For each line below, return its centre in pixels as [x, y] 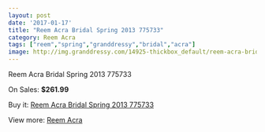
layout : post [30, 15]
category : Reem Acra [42, 37]
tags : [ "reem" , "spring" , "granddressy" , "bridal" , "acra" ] [102, 45]
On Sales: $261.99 [39, 90]
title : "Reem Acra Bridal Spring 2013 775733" [86, 30]
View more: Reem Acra [45, 120]
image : [19, 52]
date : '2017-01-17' [40, 23]
